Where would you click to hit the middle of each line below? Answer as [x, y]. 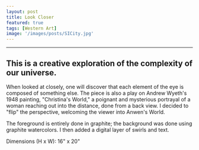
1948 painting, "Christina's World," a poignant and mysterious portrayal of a [98, 99]
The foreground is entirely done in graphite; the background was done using [99, 123]
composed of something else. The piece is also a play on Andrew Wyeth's [97, 93]
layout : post [22, 12]
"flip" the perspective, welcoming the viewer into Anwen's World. [86, 112]
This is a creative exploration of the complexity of [99, 63]
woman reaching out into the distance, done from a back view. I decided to [97, 106]
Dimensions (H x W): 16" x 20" [43, 141]
